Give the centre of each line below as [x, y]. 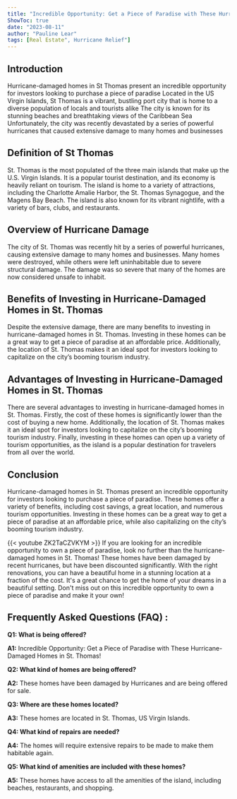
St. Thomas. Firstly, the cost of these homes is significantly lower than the [115, 415]
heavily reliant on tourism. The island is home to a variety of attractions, [111, 185]
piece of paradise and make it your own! [66, 595]
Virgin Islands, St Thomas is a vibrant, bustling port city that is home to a [113, 100]
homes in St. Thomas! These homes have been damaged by [123, 558]
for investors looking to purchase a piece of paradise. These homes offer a [116, 499]
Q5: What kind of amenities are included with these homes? [97, 767]
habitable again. [31, 752]
